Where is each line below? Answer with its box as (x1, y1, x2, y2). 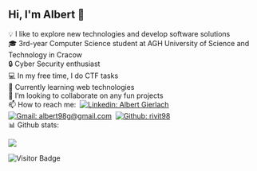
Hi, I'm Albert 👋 (8, 8, 85, 21)
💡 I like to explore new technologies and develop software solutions (8, 29, 231, 38)
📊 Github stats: (8, 120, 60, 130)
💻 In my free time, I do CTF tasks (8, 71, 119, 80)
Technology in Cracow (8, 49, 82, 60)
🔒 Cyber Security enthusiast (8, 59, 101, 68)
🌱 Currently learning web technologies (8, 82, 135, 91)
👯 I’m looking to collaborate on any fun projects (8, 91, 164, 100)
